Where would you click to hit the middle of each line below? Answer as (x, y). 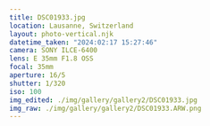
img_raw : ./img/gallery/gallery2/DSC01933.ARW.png (105, 108)
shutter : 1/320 (38, 83)
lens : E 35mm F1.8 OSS (51, 59)
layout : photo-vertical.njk (62, 34)
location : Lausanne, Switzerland (71, 26)
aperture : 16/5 (38, 75)
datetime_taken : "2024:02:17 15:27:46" (84, 42)
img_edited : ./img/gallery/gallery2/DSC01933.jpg (104, 100)
